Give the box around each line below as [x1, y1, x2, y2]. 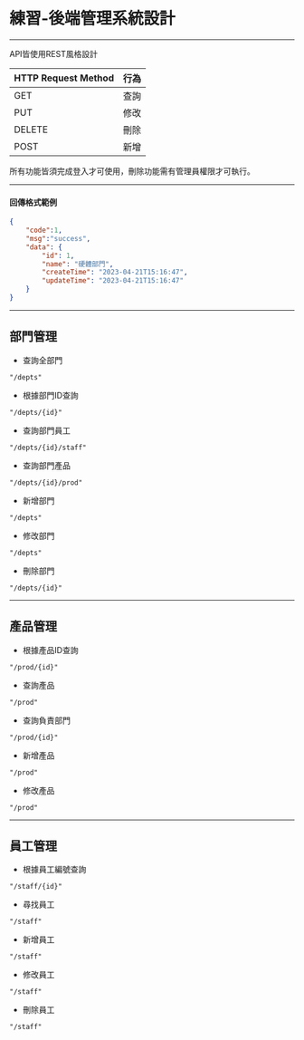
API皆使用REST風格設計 [9, 48, 98, 59]
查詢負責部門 [22, 715, 71, 726]
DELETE [14, 123, 48, 136]
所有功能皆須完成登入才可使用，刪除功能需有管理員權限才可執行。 [9, 165, 255, 177]
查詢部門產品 [22, 459, 71, 471]
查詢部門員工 [22, 425, 71, 436]
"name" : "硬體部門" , [42, 259, 114, 268]
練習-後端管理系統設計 [9, 8, 176, 29]
